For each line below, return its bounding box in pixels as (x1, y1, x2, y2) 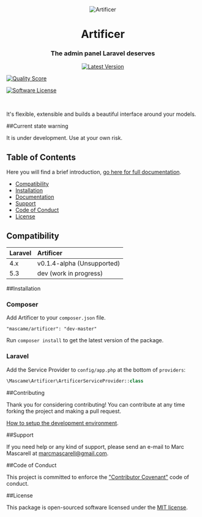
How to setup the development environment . (6, 419, 119, 426)
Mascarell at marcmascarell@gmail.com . (6, 450, 109, 457)
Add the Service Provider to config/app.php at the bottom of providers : (6, 366, 185, 373)
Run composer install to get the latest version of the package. (6, 337, 164, 344)
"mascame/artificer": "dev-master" (6, 326, 97, 332)
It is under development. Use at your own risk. (6, 134, 122, 142)
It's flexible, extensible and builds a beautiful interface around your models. (6, 110, 196, 118)
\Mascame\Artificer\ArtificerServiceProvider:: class (6, 378, 144, 384)
